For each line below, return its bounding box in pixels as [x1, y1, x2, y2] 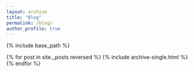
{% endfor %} [6, 60, 41, 67]
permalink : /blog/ [6, 20, 53, 26]
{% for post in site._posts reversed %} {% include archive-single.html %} [6, 53, 189, 61]
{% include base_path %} [6, 42, 70, 49]
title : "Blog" [6, 14, 42, 20]
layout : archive [6, 8, 47, 15]
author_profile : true [6, 25, 61, 32]
